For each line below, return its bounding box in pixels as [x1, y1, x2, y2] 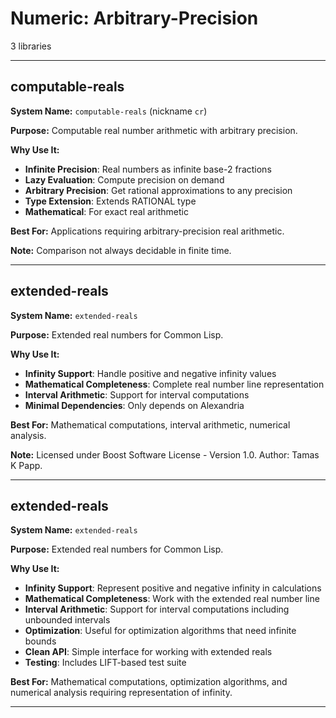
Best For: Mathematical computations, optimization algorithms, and [10, 676, 288, 688]
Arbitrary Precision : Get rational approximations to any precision [24, 184, 293, 196]
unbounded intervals [24, 614, 111, 626]
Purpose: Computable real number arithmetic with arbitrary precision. [10, 124, 298, 136]
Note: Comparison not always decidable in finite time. [10, 244, 232, 256]
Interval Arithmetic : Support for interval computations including [24, 603, 290, 616]
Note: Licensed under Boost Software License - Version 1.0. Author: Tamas [10, 448, 320, 461]
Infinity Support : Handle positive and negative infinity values [24, 367, 277, 379]
